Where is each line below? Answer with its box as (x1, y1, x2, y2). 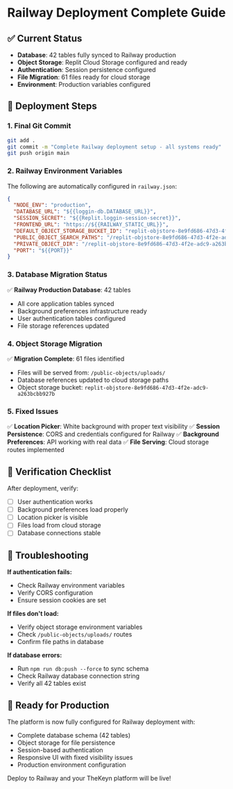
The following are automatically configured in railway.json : (7, 182, 178, 190)
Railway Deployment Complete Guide (7, 5, 226, 21)
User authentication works (17, 498, 94, 506)
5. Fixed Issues (7, 406, 59, 416)
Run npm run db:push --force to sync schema (17, 664, 149, 673)
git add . (7, 137, 36, 144)
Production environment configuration (17, 761, 126, 769)
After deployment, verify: (7, 484, 78, 493)
